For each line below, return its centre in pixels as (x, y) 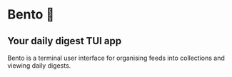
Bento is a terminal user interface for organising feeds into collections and (116, 58)
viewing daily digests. (39, 66)
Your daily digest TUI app (65, 41)
